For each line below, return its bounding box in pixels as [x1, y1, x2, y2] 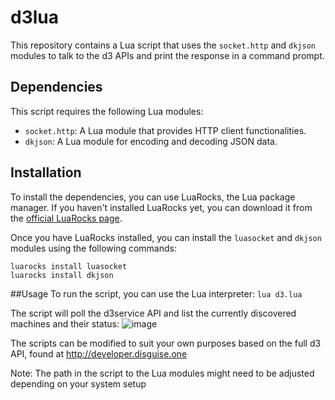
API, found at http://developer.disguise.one [10, 347, 188, 360]
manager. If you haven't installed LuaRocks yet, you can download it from [10, 201, 313, 213]
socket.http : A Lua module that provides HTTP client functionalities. [24, 124, 307, 136]
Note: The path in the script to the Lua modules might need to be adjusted [10, 367, 315, 379]
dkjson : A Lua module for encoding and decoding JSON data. [24, 135, 278, 147]
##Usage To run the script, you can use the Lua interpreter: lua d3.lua [10, 287, 303, 300]
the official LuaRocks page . [10, 212, 123, 224]
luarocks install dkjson [10, 270, 114, 280]
